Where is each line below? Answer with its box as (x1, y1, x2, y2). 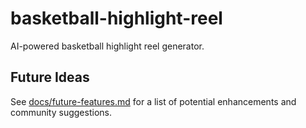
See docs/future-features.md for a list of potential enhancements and (10, 95, 297, 107)
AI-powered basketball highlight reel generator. (10, 40, 205, 52)
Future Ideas (10, 69, 90, 86)
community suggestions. (10, 106, 112, 118)
